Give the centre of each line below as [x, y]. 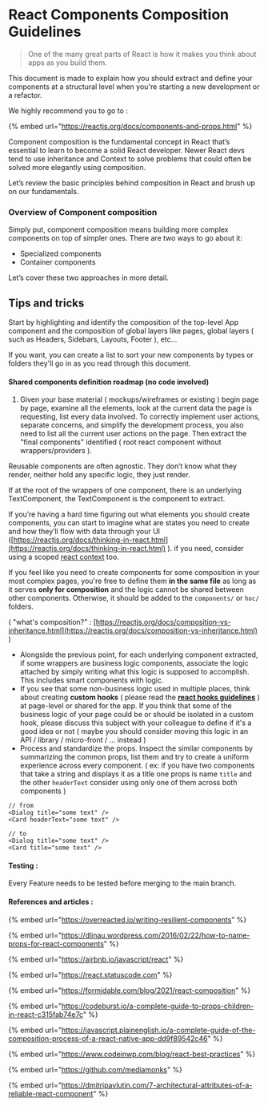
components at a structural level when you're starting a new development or [134, 87]
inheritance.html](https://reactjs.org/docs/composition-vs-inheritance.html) [133, 630]
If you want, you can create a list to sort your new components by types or [131, 355]
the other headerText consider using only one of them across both [128, 783]
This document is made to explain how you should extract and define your [130, 78]
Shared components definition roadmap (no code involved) [109, 382]
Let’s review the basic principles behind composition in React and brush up [132, 183]
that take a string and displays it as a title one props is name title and [136, 774]
